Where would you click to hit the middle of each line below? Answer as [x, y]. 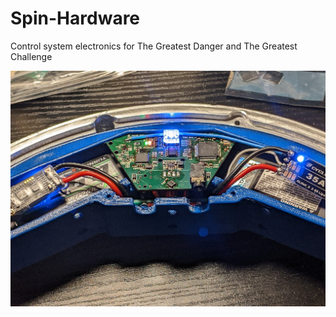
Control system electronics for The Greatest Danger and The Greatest [154, 46]
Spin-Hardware [75, 18]
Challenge [31, 56]
